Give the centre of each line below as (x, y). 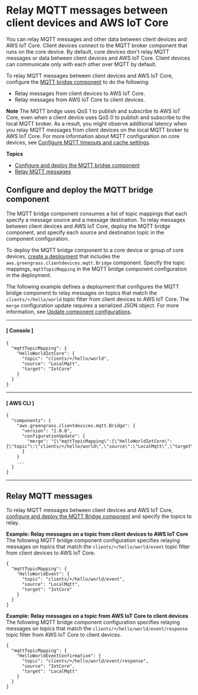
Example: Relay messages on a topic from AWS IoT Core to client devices (97, 616)
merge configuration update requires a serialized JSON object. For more (93, 305)
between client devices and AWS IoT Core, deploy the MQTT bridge (88, 226)
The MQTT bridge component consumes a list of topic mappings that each (97, 214)
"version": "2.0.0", (47, 431)
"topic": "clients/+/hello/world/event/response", (85, 661)
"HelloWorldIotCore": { (46, 353)
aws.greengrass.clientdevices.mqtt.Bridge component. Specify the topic (96, 263)
